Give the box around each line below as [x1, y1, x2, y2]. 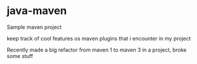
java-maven [7, 4, 67, 18]
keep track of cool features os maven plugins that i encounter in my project [7, 35, 191, 42]
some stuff [7, 52, 33, 59]
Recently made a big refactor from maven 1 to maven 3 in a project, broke [7, 46, 187, 53]
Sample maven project [7, 23, 62, 31]
